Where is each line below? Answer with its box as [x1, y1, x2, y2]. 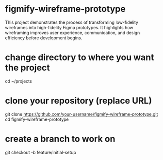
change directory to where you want [5, 52, 154, 63]
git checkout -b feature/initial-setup [5, 149, 77, 155]
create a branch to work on [5, 133, 115, 144]
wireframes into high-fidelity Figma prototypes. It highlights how [5, 24, 133, 30]
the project [5, 62, 50, 73]
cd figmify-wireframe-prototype [5, 116, 69, 122]
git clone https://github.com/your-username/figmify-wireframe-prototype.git [5, 111, 158, 117]
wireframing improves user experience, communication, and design [5, 30, 140, 35]
